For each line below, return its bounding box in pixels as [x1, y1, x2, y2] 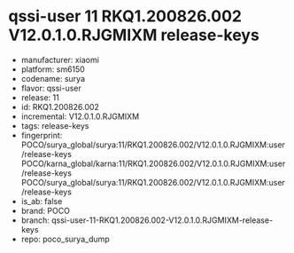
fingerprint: [20, 130, 63, 140]
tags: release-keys [20, 120, 89, 130]
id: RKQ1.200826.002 [20, 101, 99, 112]
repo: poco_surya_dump [20, 233, 110, 244]
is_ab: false [20, 195, 63, 206]
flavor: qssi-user [20, 83, 81, 93]
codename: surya [20, 73, 86, 83]
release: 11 [20, 91, 59, 103]
